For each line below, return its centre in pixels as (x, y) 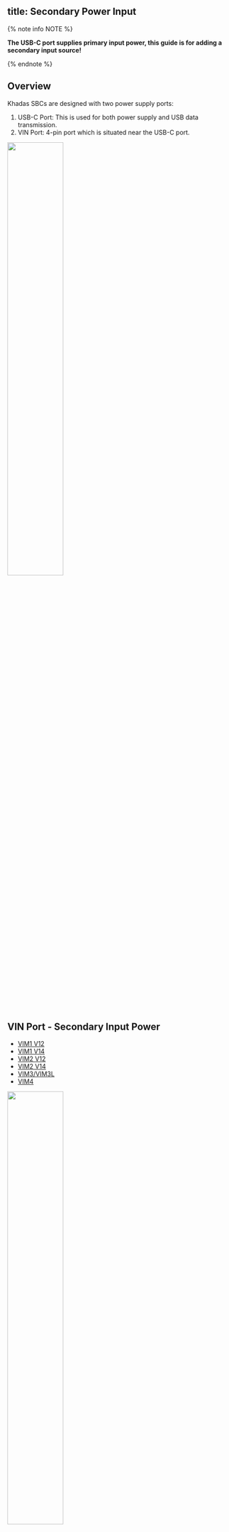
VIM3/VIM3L (36, 1074)
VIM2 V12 (32, 1059)
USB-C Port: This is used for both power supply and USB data (108, 117)
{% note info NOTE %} (40, 28)
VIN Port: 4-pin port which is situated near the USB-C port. (104, 132)
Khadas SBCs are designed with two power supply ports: (90, 103)
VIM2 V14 (32, 1067)
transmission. (37, 124)
